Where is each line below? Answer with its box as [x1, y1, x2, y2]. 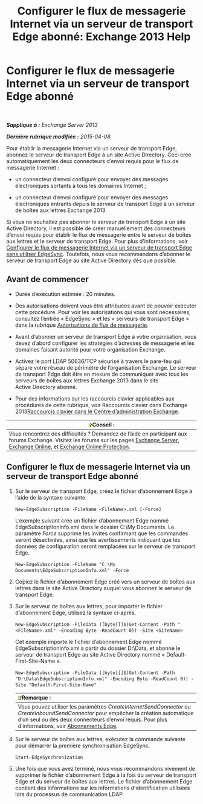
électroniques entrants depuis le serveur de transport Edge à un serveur [14, 200, 195, 207]
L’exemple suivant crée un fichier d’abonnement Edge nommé [14, 516, 169, 524]
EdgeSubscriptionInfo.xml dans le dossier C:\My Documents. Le [14, 523, 175, 530]
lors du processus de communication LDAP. [14, 791, 124, 798]
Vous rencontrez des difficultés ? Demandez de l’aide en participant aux [8, 430, 187, 437]
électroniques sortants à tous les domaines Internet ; [14, 182, 147, 189]
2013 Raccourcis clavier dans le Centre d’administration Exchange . [14, 408, 180, 415]
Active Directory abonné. [14, 383, 77, 390]
